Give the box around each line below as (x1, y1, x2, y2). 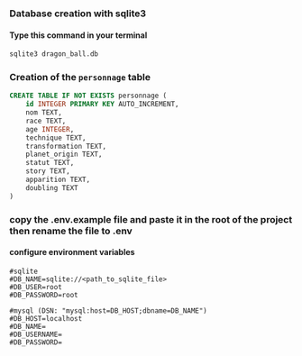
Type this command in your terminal (9, 30, 148, 41)
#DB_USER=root (9, 282, 63, 291)
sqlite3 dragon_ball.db (9, 50, 99, 59)
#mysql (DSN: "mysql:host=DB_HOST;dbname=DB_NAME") (9, 306, 207, 315)
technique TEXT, (25, 133, 87, 142)
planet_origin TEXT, (25, 150, 103, 160)
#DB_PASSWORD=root (9, 290, 78, 299)
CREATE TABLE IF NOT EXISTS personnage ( (9, 91, 168, 101)
